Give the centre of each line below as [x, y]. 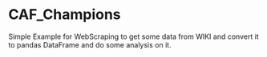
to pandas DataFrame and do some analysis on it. [90, 44]
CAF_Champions [65, 15]
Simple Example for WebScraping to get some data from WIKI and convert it [133, 36]
